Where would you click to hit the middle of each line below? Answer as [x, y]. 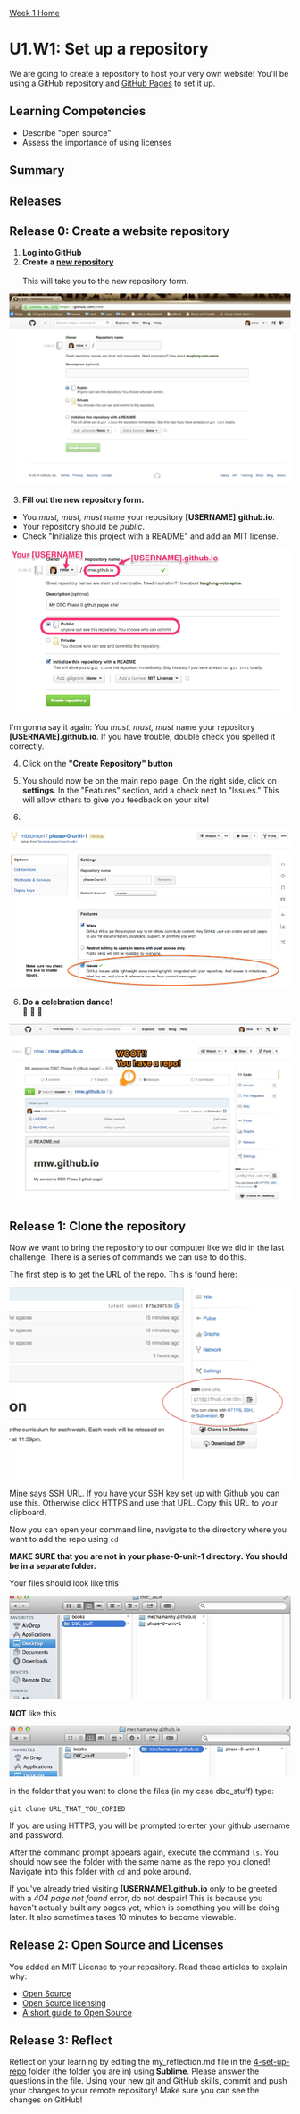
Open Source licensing [64, 2003]
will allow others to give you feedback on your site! [116, 800]
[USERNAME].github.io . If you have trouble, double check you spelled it [142, 736]
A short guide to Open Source [77, 2012]
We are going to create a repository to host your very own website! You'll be [149, 73]
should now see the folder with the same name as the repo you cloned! [140, 1861]
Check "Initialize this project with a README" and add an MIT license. [150, 536]
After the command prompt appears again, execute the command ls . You [144, 1852]
